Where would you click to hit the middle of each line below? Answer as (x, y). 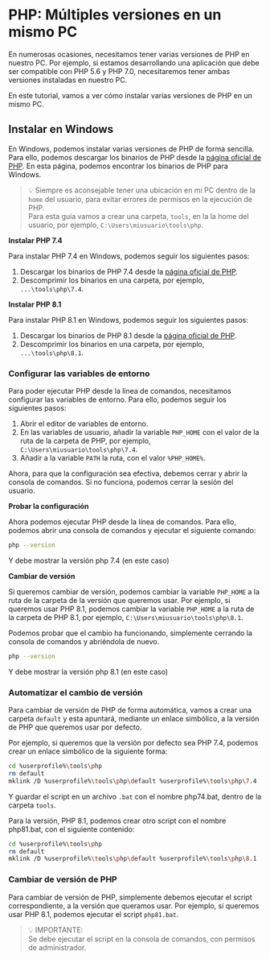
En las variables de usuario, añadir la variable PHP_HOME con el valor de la (139, 432)
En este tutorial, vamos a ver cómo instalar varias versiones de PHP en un (131, 95)
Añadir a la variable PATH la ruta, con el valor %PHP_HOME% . (113, 458)
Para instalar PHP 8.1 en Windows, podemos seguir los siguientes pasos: (129, 320)
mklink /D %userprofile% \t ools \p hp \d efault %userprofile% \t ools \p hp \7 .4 (133, 781)
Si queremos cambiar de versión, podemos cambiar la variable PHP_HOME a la (134, 591)
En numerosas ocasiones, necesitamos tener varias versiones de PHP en (129, 54)
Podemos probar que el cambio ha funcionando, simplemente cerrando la (131, 633)
